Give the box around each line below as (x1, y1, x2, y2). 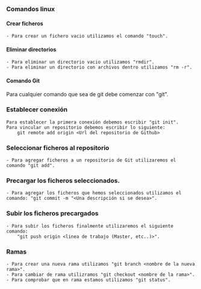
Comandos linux (6, 5, 55, 13)
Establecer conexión (6, 105, 68, 114)
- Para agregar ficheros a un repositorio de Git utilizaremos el (6, 157, 176, 164)
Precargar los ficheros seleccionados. (6, 176, 120, 185)
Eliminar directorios (6, 46, 57, 53)
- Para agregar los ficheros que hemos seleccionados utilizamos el (6, 190, 182, 196)
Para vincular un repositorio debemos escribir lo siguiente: (6, 124, 165, 131)
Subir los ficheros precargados (6, 210, 99, 218)
